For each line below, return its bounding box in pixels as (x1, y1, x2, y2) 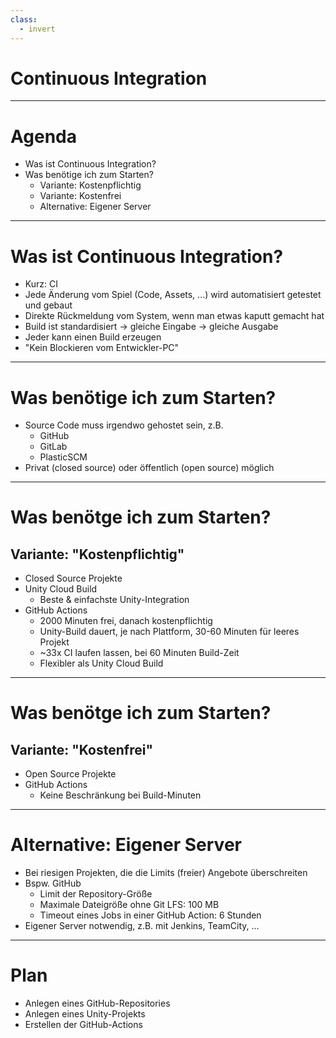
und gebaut (24, 299, 73, 311)
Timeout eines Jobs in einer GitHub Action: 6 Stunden (39, 909, 262, 921)
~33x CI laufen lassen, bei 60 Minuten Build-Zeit (39, 647, 240, 659)
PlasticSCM (39, 451, 88, 463)
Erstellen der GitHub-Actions (24, 1019, 143, 1031)
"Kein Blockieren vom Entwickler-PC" (24, 342, 180, 354)
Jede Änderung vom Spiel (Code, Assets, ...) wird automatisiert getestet (24, 289, 322, 301)
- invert (19, 24, 56, 34)
